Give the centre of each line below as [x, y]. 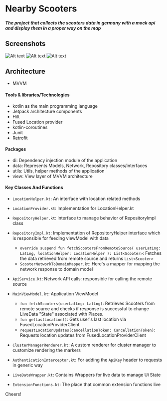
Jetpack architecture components [47, 111]
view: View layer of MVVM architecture [53, 176]
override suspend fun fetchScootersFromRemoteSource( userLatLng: [90, 248]
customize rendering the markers [47, 350]
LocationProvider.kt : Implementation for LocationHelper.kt [73, 208]
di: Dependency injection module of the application [65, 160]
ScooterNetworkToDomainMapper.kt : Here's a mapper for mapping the [90, 264]
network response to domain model [56, 269]
